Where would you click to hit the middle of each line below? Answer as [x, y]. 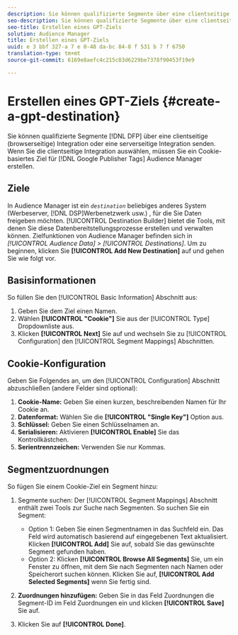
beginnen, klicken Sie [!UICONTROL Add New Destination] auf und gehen [116, 251]
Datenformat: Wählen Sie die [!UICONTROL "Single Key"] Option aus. [121, 417]
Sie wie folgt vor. [32, 258]
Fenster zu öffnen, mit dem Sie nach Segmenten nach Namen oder [125, 566]
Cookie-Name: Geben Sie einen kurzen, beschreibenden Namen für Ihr [122, 402]
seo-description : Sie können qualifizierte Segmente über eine [103, 21]
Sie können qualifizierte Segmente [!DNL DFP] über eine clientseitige [108, 136]
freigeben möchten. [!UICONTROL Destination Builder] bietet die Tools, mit [116, 220]
